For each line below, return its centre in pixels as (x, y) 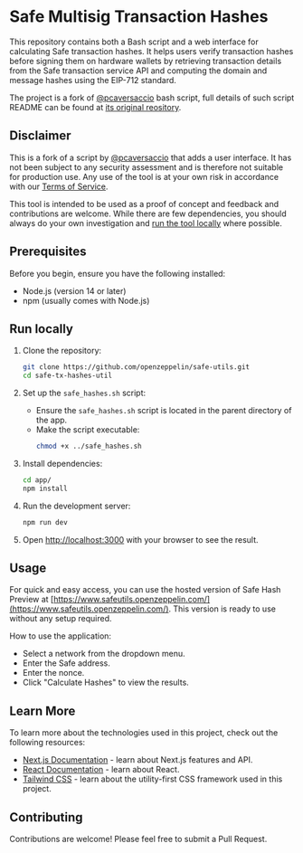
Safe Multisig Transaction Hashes (139, 17)
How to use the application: (60, 636)
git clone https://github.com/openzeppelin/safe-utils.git (136, 367)
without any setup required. (61, 619)
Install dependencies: (62, 464)
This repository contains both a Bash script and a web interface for (134, 42)
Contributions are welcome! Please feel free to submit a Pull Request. (138, 839)
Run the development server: (76, 506)
